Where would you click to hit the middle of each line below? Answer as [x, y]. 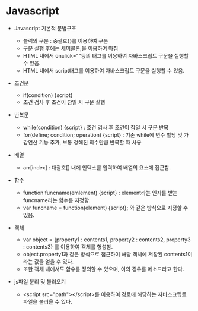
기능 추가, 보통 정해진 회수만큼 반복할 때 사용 [90, 142]
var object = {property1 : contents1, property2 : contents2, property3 [107, 240]
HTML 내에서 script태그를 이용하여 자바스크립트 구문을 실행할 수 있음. [104, 70]
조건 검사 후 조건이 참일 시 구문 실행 [64, 102]
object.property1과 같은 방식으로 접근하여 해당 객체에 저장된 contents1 [105, 254]
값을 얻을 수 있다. [54, 261]
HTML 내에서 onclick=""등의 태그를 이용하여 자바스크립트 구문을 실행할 [106, 55]
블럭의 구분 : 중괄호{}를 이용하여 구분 [66, 40]
